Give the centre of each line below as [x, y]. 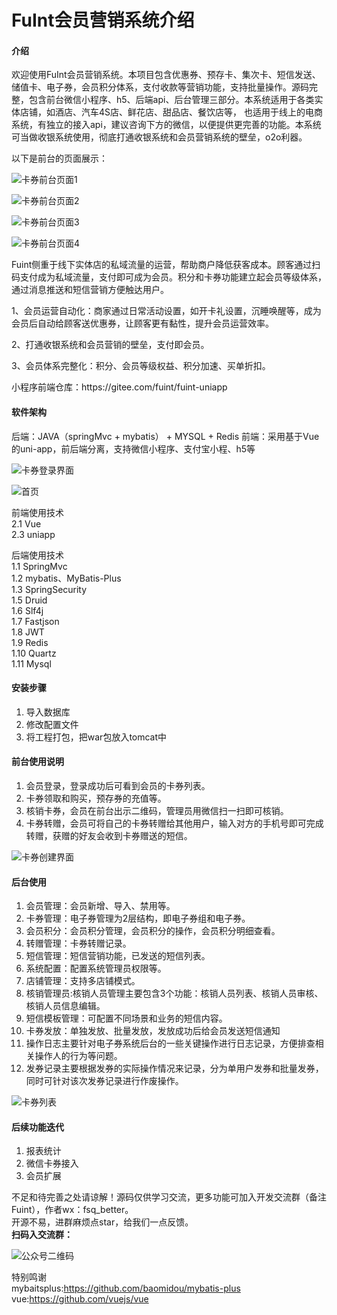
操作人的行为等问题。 [78, 1056]
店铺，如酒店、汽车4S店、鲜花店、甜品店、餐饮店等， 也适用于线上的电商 [171, 112]
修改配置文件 [52, 724]
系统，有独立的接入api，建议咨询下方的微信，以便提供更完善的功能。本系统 [166, 125]
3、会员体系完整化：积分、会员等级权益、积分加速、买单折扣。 [141, 366]
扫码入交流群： [42, 1235]
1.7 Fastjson [35, 621]
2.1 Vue [26, 523]
